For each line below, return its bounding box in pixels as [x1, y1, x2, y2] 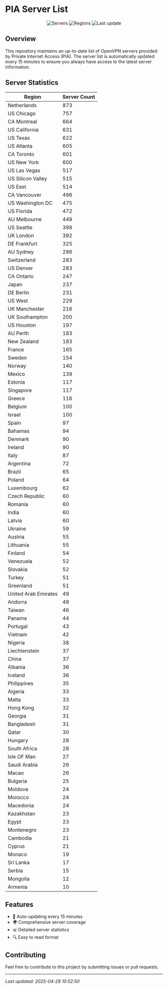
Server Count [62, 93, 95, 100]
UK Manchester [7, 305, 44, 312]
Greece [7, 395, 25, 402]
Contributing [5, 950, 46, 959]
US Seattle [7, 224, 32, 231]
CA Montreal [7, 118, 37, 125]
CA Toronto [7, 150, 34, 157]
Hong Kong [7, 704, 34, 711]
